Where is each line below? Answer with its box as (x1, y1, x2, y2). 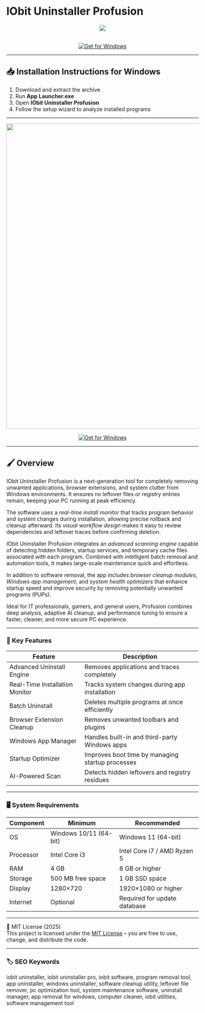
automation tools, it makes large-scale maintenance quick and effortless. (6, 559, 189, 566)
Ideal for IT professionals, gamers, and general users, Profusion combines (6, 602, 193, 610)
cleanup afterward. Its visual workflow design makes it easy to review (6, 521, 182, 529)
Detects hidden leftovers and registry (84, 768, 191, 777)
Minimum (68, 819, 96, 827)
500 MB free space (50, 874, 106, 883)
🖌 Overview (6, 458, 54, 469)
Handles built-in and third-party (84, 733, 178, 741)
